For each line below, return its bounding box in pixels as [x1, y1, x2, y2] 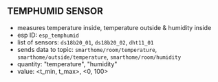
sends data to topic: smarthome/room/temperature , [17, 45, 157, 53]
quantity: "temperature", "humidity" [17, 59, 118, 68]
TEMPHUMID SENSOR [7, 5, 103, 17]
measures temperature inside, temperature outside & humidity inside [17, 23, 212, 31]
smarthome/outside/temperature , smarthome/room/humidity [17, 53, 182, 61]
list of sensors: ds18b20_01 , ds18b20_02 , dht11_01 [17, 38, 154, 46]
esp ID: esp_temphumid [17, 31, 79, 39]
